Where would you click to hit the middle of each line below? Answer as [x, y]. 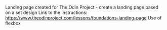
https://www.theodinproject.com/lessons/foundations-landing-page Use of [83, 18]
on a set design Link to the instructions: [46, 12]
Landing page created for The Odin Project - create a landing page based [82, 7]
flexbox [13, 23]
